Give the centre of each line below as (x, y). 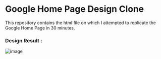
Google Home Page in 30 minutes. (40, 28)
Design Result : (24, 40)
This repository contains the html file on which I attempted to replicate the (80, 23)
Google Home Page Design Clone (75, 9)
